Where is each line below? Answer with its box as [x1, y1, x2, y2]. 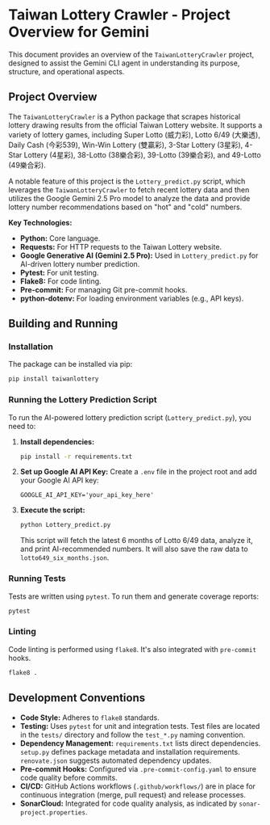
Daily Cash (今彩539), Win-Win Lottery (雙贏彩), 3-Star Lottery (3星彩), [8, 140, 243, 149]
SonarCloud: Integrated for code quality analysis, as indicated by [19, 798, 238, 808]
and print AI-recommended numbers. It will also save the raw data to [19, 544, 248, 554]
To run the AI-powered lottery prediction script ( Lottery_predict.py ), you [8, 412, 251, 422]
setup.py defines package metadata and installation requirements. [19, 747, 240, 756]
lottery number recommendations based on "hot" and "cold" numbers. [8, 202, 243, 212]
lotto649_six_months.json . [19, 553, 110, 562]
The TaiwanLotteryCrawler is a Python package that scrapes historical [8, 112, 241, 121]
